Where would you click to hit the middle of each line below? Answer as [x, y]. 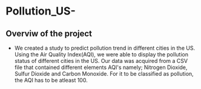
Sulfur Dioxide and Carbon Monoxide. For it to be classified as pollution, [104, 74]
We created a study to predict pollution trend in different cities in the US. [104, 48]
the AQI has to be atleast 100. [51, 80]
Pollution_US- [41, 11]
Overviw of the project [49, 34]
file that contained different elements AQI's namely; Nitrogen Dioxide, [101, 67]
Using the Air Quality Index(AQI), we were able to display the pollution [101, 54]
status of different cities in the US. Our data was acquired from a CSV [101, 61]
